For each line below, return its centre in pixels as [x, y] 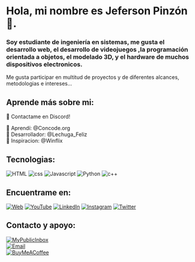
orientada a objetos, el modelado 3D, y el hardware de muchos [98, 57]
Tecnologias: [31, 160]
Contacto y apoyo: [41, 225]
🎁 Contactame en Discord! [38, 116]
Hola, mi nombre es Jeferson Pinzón [97, 11]
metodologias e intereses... [39, 84]
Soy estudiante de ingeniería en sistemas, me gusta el [85, 42]
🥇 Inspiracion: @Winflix [35, 141]
